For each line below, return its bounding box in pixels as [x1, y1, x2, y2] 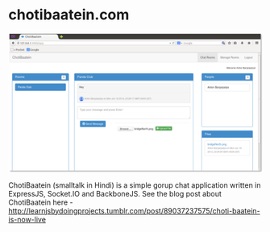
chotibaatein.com [8, 6, 130, 24]
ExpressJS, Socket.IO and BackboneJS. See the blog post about [8, 188, 222, 198]
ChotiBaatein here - [8, 197, 73, 207]
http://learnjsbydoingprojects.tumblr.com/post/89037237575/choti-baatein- [8, 205, 260, 215]
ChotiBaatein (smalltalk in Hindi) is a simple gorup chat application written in [8, 180, 261, 190]
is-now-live [8, 214, 47, 224]
